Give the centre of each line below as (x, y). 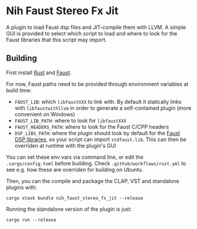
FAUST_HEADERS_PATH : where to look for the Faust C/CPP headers (92, 127)
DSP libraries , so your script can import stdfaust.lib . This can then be (100, 139)
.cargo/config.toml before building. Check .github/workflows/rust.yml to (96, 163)
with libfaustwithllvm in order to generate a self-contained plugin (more (103, 108)
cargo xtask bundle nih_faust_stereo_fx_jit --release (75, 198)
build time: (19, 90)
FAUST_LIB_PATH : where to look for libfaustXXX (70, 120)
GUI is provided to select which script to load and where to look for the (92, 33)
